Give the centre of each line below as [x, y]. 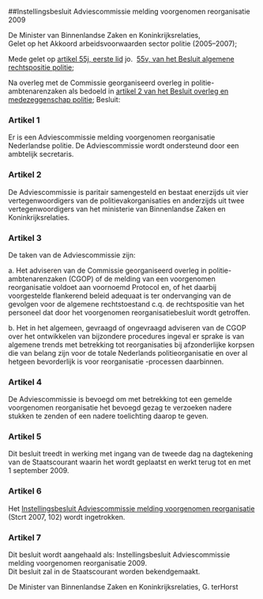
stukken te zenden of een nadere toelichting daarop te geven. [109, 416]
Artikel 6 [25, 491]
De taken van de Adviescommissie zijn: [72, 255]
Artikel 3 [25, 238]
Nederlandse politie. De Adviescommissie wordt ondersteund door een [124, 146]
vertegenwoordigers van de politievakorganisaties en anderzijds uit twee [126, 200]
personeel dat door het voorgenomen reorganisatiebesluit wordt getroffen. [130, 312]
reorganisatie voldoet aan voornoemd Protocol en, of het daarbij [113, 287]
